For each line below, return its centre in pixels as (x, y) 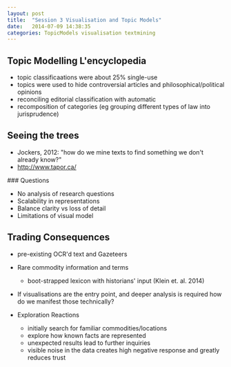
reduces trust (47, 357)
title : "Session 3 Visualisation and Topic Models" (84, 20)
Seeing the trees (43, 136)
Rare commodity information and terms (73, 267)
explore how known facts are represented (87, 335)
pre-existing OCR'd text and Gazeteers (72, 254)
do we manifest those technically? (66, 301)
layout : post (26, 13)
